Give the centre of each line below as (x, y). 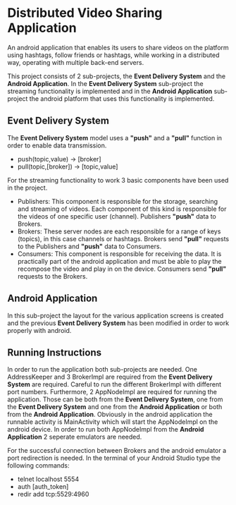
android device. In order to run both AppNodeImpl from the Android (106, 430)
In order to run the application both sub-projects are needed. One (102, 370)
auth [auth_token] (43, 487)
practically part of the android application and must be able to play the (119, 261)
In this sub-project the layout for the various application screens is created (116, 315)
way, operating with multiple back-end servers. (76, 62)
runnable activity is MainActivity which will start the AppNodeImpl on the (113, 422)
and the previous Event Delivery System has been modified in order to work (118, 323)
